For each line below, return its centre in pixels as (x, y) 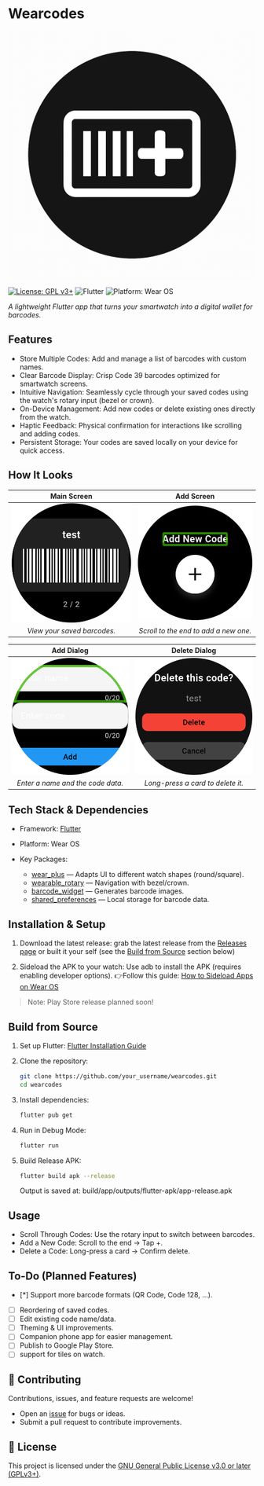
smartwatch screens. (54, 383)
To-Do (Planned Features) (73, 1276)
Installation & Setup (57, 924)
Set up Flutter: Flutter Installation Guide (83, 1046)
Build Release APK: (50, 1161)
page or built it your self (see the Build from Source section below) (127, 952)
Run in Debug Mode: (53, 1130)
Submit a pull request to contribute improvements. (101, 1422)
